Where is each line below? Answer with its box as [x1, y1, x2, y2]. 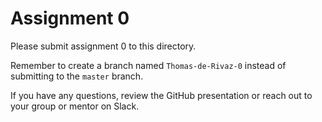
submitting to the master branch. [10, 70, 144, 82]
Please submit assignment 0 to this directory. [10, 40, 197, 52]
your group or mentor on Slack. [10, 100, 140, 112]
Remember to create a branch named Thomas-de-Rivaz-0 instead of [10, 59, 287, 71]
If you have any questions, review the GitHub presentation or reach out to [10, 89, 313, 101]
